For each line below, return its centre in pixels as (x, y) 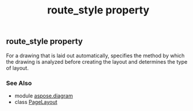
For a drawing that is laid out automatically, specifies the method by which (96, 56)
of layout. (18, 68)
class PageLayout (36, 102)
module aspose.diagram (44, 96)
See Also (19, 83)
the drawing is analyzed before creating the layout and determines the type (97, 61)
